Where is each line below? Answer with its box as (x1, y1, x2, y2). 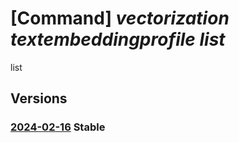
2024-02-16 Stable (10, 120, 106, 134)
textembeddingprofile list (10, 28, 226, 51)
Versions (10, 90, 68, 107)
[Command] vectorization (10, 7, 230, 30)
